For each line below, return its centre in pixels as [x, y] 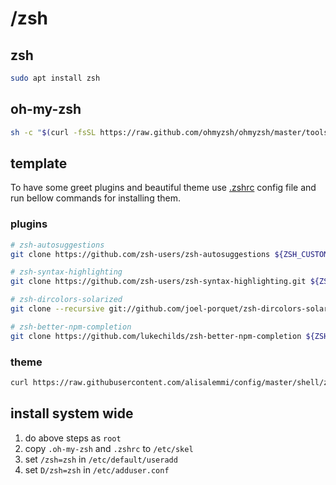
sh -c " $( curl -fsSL [53, 132]
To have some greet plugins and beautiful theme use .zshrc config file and [163, 188]
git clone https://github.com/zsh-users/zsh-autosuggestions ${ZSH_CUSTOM [169, 254]
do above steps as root [73, 438]
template [39, 163]
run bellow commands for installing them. [95, 198]
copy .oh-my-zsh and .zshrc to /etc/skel [109, 448]
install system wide [72, 413]
